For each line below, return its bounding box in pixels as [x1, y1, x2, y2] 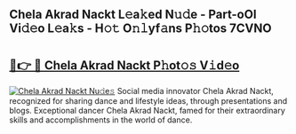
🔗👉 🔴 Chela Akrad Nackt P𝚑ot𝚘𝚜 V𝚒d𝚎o [9, 58, 240, 73]
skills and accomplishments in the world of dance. [9, 114, 193, 125]
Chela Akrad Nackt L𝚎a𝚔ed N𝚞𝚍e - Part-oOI [9, 7, 257, 22]
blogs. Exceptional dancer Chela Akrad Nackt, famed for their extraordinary [9, 106, 286, 115]
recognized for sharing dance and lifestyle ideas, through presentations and [9, 96, 287, 106]
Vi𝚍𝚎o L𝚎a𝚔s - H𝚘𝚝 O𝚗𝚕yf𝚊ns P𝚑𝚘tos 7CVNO [9, 21, 272, 36]
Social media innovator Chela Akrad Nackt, [116, 86, 274, 96]
